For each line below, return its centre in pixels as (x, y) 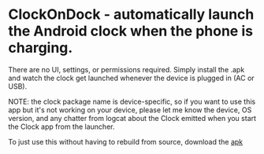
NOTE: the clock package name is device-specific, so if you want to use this (132, 101)
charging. (41, 48)
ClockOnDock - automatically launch (131, 15)
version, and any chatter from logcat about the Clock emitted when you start (132, 118)
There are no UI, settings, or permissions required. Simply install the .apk (126, 69)
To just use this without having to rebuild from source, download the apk (126, 141)
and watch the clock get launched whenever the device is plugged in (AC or (131, 78)
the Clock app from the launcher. (61, 126)
